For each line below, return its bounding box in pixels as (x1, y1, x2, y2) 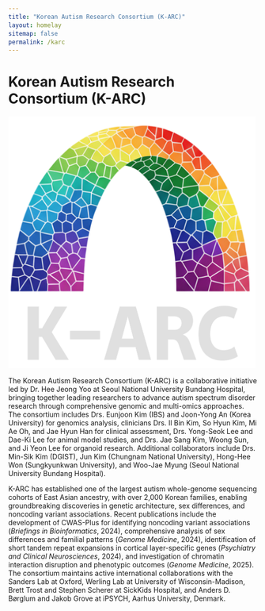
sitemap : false (8, 29, 59, 37)
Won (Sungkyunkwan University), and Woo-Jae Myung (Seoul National (8, 460, 240, 470)
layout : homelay (8, 21, 62, 29)
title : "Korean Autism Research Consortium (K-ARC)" (8, 13, 186, 21)
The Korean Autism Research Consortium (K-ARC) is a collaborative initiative (8, 375, 257, 385)
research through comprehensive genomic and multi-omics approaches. (8, 401, 244, 410)
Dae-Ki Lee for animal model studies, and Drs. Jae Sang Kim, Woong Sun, (8, 435, 249, 444)
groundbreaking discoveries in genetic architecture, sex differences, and (8, 501, 245, 510)
